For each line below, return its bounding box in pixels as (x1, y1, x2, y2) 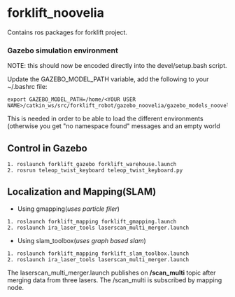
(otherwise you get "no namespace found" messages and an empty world (7, 122, 220, 130)
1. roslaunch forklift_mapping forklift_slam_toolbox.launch (7, 250, 190, 257)
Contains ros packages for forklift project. (7, 28, 128, 36)
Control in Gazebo (7, 142, 87, 154)
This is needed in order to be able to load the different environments (7, 114, 204, 123)
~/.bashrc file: (7, 83, 48, 91)
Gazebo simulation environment (7, 46, 119, 55)
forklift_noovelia (7, 5, 105, 21)
